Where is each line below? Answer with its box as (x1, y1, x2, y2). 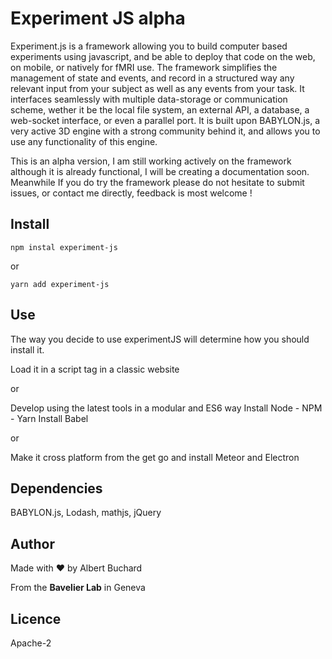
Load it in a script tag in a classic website (10, 363, 180, 375)
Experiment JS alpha (10, 7, 186, 30)
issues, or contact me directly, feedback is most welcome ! (10, 187, 253, 199)
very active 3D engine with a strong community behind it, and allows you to (10, 125, 321, 137)
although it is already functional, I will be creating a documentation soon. (10, 165, 310, 177)
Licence (10, 610, 62, 627)
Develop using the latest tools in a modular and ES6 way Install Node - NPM (10, 402, 323, 414)
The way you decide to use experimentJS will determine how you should (10, 333, 310, 345)
